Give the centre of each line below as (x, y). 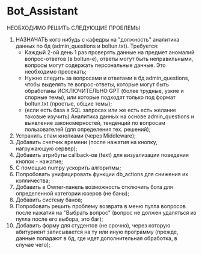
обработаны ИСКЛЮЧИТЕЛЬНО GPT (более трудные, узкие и (104, 90)
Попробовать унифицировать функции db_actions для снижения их (102, 174)
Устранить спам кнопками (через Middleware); (75, 135)
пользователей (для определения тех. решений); (87, 129)
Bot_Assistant (42, 11)
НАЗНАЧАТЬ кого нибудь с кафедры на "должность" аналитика (97, 39)
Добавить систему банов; (49, 200)
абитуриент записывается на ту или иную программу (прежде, (97, 232)
